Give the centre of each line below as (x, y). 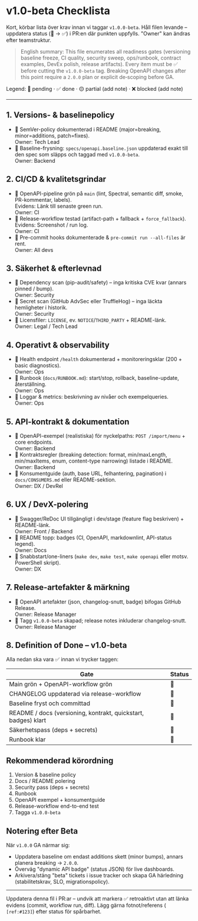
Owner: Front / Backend (44, 531)
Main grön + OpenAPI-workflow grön (61, 684)
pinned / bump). (34, 289)
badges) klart (28, 720)
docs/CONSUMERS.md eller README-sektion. (65, 480)
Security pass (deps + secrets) (52, 787)
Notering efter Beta (42, 831)
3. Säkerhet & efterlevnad (54, 268)
